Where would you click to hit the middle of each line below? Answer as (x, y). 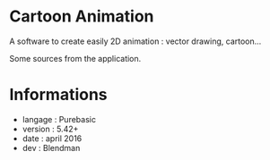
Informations (58, 95)
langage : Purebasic (59, 119)
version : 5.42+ (50, 129)
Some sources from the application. (75, 58)
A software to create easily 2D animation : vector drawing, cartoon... (135, 41)
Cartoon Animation (82, 17)
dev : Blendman (51, 147)
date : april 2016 (52, 138)
